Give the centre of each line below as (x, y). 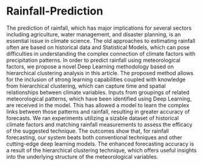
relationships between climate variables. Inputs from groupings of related (98, 92)
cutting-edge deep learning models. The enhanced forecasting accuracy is (100, 144)
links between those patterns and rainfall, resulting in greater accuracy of (98, 111)
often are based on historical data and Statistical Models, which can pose (98, 47)
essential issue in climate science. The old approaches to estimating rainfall (101, 41)
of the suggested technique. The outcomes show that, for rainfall (88, 131)
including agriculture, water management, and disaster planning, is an (94, 34)
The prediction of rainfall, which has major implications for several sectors (99, 28)
